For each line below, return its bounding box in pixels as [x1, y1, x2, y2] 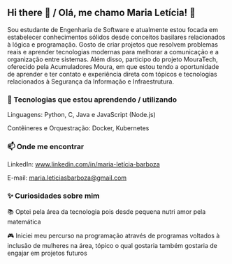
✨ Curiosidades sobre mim [7, 191, 100, 201]
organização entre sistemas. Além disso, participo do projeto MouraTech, [7, 55, 218, 63]
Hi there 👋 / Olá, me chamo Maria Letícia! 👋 [7, 7, 196, 19]
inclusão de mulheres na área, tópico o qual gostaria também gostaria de [7, 241, 218, 249]
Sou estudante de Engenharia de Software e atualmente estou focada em [7, 25, 219, 33]
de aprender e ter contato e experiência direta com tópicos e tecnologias [7, 70, 218, 78]
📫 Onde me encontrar [7, 142, 85, 152]
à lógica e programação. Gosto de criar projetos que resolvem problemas [7, 40, 219, 49]
